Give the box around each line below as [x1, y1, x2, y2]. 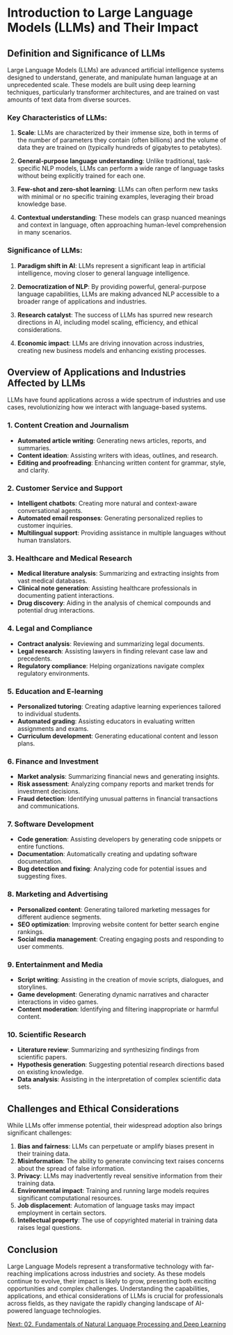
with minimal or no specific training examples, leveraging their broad [17, 193, 214, 201]
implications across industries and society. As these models [33, 1270, 206, 1278]
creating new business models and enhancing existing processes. [17, 346, 207, 354]
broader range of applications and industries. [17, 297, 147, 306]
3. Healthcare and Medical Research [7, 553, 132, 563]
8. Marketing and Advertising [7, 890, 109, 899]
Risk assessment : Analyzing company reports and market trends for [17, 780, 214, 788]
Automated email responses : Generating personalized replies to [17, 514, 203, 522]
